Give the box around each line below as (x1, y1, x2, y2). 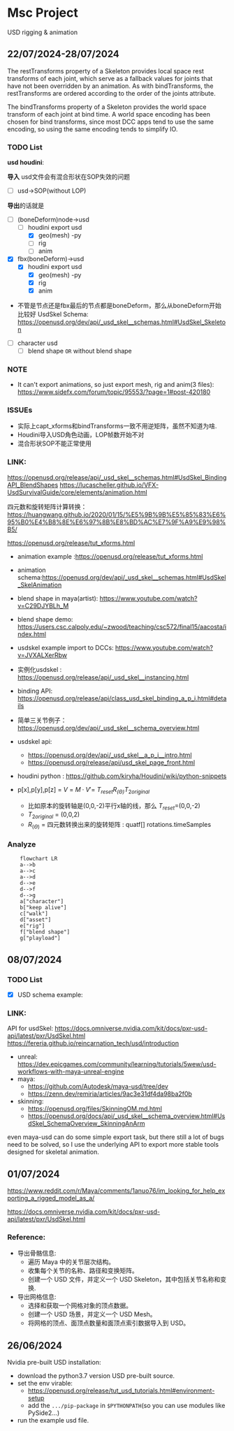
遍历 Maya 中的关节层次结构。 (27, 1258, 115, 1266)
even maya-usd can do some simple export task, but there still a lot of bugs (7, 1133, 225, 1141)
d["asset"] (20, 916, 52, 923)
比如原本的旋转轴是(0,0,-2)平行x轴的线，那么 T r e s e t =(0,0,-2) (27, 801, 200, 812)
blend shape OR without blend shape (27, 346, 133, 355)
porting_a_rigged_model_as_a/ (7, 1194, 95, 1203)
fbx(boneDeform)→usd (17, 255, 85, 263)
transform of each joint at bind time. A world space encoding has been (7, 110, 211, 118)
